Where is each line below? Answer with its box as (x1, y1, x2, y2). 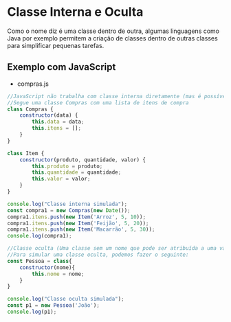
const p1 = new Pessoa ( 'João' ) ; (7, 302, 100, 309)
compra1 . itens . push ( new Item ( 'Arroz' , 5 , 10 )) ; (7, 214, 146, 220)
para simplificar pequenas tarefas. (7, 41, 104, 49)
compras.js (16, 80, 49, 88)
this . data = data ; (32, 118, 85, 126)
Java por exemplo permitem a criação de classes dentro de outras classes (7, 34, 218, 42)
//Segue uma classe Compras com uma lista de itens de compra (7, 99, 189, 106)
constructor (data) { (19, 112, 78, 119)
